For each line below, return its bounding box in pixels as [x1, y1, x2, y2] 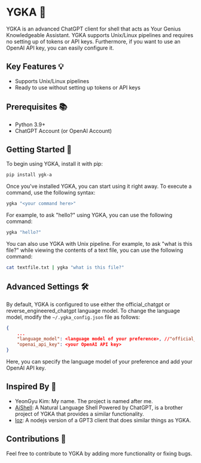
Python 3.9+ [14, 121, 46, 128]
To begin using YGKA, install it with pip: [6, 160, 103, 167]
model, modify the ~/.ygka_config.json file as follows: [6, 313, 141, 321]
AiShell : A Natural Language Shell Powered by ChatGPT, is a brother [14, 404, 183, 411]
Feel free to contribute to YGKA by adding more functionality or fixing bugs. [6, 450, 193, 457]
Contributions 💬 [6, 434, 66, 444]
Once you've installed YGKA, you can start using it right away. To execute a [6, 182, 192, 190]
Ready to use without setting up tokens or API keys [14, 84, 141, 91]
